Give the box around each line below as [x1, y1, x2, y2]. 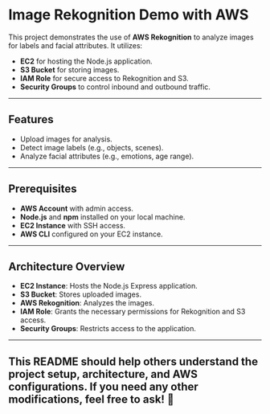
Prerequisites [8, 182, 77, 196]
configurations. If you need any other [8, 379, 198, 393]
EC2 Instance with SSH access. [19, 220, 126, 230]
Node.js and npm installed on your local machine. [19, 211, 186, 222]
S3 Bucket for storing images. [19, 64, 120, 74]
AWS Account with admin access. [19, 203, 134, 213]
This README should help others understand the [8, 355, 259, 368]
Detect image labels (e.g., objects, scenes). [19, 142, 164, 152]
